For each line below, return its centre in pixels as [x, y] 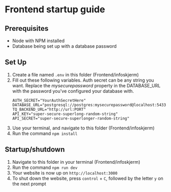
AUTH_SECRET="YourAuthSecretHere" [49, 100]
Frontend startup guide [55, 9]
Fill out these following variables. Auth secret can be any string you [83, 80]
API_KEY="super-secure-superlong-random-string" [65, 114]
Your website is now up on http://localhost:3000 [65, 172]
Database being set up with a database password [65, 46]
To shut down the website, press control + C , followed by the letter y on [88, 178]
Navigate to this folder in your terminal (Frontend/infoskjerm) [76, 162]
